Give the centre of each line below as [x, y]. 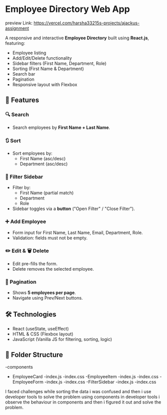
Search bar [24, 74]
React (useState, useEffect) [40, 328]
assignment [17, 28]
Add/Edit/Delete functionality [42, 58]
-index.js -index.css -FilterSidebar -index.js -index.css [100, 382]
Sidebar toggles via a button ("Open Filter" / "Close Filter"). [74, 209]
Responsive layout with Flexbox [45, 84]
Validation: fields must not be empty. [50, 238]
